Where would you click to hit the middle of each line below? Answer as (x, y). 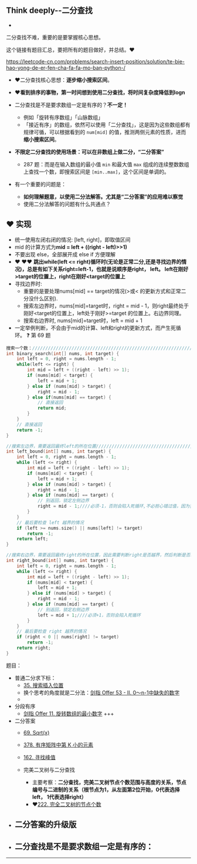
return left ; (33, 539)
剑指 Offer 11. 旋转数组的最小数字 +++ (69, 714)
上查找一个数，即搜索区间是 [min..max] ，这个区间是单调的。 (96, 172)
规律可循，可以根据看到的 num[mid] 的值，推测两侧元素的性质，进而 (105, 132)
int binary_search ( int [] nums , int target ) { (62, 354)
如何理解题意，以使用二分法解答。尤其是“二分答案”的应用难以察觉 (103, 196)
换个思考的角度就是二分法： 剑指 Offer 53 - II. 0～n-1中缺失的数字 (101, 692)
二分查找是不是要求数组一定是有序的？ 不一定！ (71, 105)
